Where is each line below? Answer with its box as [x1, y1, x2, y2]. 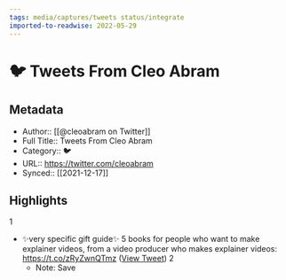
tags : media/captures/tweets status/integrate [9, 12, 185, 22]
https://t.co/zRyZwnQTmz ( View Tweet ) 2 [21, 253, 175, 264]
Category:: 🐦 [21, 145, 72, 156]
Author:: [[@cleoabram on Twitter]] [21, 126, 151, 136]
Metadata [9, 103, 64, 118]
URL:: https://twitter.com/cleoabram [21, 158, 154, 168]
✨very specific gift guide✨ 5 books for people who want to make [21, 234, 260, 245]
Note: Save [35, 262, 76, 273]
